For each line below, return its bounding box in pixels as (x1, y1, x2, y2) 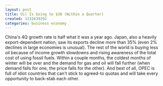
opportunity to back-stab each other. (5, 76, 80, 82)
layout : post (5, 7, 32, 12)
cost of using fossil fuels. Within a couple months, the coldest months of (5, 55, 151, 61)
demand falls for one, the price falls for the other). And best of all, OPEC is (5, 65, 155, 71)
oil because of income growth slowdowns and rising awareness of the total (5, 50, 157, 56)
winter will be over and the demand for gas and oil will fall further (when (5, 60, 150, 66)
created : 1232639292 (5, 16, 47, 21)
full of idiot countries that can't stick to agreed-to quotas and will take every (5, 70, 158, 76)
